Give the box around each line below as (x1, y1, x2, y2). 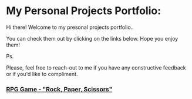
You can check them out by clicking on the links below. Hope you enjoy (6, 35, 178, 42)
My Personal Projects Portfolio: (6, 4, 161, 18)
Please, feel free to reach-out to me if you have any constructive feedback (6, 64, 186, 71)
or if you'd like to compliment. (6, 70, 78, 77)
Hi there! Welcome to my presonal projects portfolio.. (6, 24, 134, 31)
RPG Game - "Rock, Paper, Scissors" (6, 85, 113, 93)
